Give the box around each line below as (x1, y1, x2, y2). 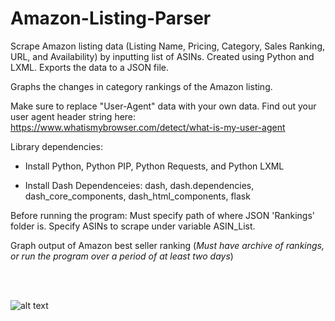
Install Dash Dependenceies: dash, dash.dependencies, (24, 179, 255, 191)
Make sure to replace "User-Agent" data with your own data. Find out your (10, 100, 317, 112)
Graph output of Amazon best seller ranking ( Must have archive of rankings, (10, 239, 325, 251)
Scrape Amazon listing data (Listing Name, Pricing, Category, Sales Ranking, (10, 40, 325, 52)
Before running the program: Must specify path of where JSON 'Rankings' (10, 209, 316, 221)
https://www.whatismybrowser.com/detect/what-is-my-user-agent (10, 121, 286, 133)
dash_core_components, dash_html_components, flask (24, 190, 251, 202)
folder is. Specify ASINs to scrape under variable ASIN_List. (10, 220, 256, 232)
